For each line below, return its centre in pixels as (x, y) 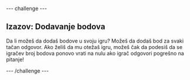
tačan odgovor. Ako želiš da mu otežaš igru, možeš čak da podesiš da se (94, 47)
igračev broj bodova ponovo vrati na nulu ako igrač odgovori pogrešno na (95, 53)
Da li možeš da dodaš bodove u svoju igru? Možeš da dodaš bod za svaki (95, 41)
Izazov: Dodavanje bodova (56, 27)
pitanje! (15, 59)
